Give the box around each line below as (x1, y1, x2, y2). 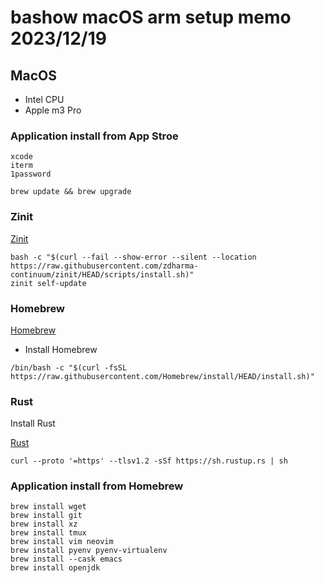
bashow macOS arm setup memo (10, 6, 292, 29)
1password (10, 169, 52, 180)
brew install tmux (10, 528, 87, 538)
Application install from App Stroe (10, 129, 179, 143)
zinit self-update (10, 278, 87, 288)
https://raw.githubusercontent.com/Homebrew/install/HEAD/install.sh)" (10, 371, 315, 381)
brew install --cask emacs (10, 554, 123, 565)
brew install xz (10, 519, 78, 530)
